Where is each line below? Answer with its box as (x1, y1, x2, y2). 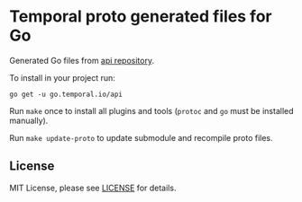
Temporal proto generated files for (9, 6, 272, 27)
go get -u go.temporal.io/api (9, 90, 124, 99)
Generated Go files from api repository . (9, 55, 155, 66)
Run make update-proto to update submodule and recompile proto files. (9, 132, 273, 143)
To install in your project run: (9, 72, 115, 83)
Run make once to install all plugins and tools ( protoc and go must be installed (9, 105, 295, 116)
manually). (9, 115, 49, 126)
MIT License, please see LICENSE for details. (9, 182, 177, 193)
